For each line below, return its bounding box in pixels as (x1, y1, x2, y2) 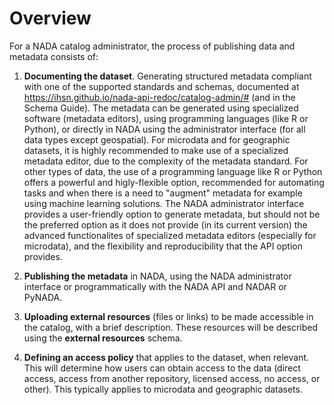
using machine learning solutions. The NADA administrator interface (23, 197, 305, 209)
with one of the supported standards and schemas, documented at (23, 80, 300, 92)
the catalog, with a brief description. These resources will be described (23, 321, 319, 333)
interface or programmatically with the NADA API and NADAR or (23, 280, 287, 292)
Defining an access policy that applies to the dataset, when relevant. (23, 351, 310, 363)
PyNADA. (23, 291, 63, 303)
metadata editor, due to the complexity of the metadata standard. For (23, 155, 309, 167)
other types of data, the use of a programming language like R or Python (23, 165, 323, 177)
